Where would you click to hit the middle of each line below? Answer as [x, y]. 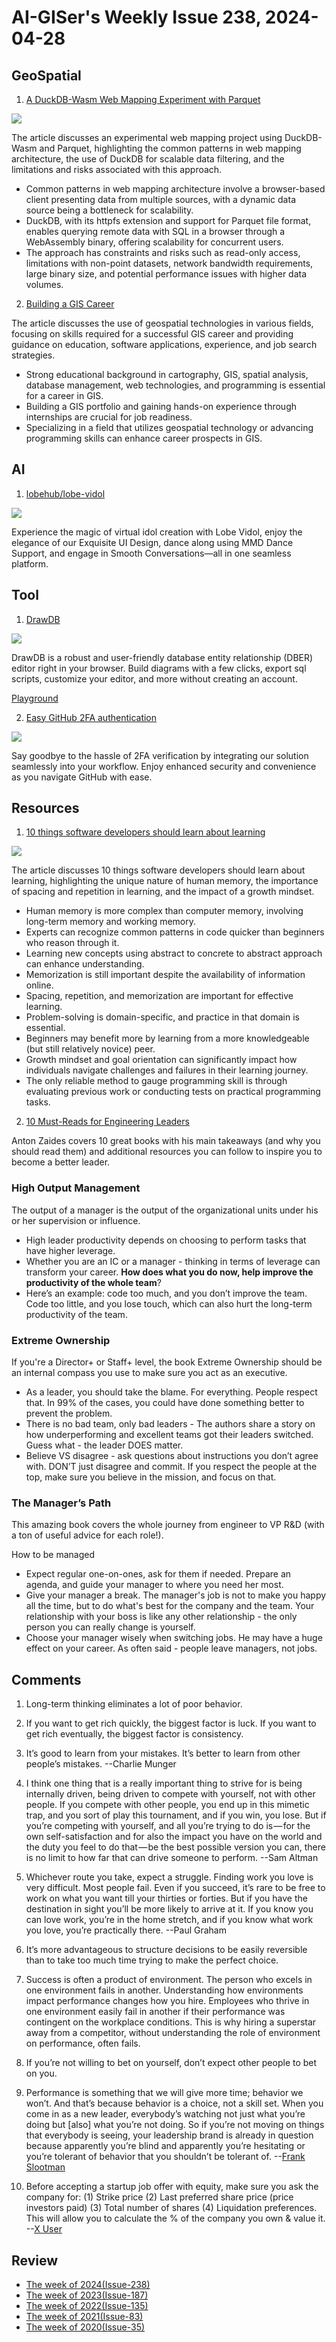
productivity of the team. [76, 1314]
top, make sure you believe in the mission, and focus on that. [151, 1477]
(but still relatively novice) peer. [90, 1049]
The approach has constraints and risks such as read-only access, [163, 252]
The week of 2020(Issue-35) [85, 2327]
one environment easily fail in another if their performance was [155, 2012]
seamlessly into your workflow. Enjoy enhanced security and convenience [164, 766]
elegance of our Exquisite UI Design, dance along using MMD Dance [152, 542]
